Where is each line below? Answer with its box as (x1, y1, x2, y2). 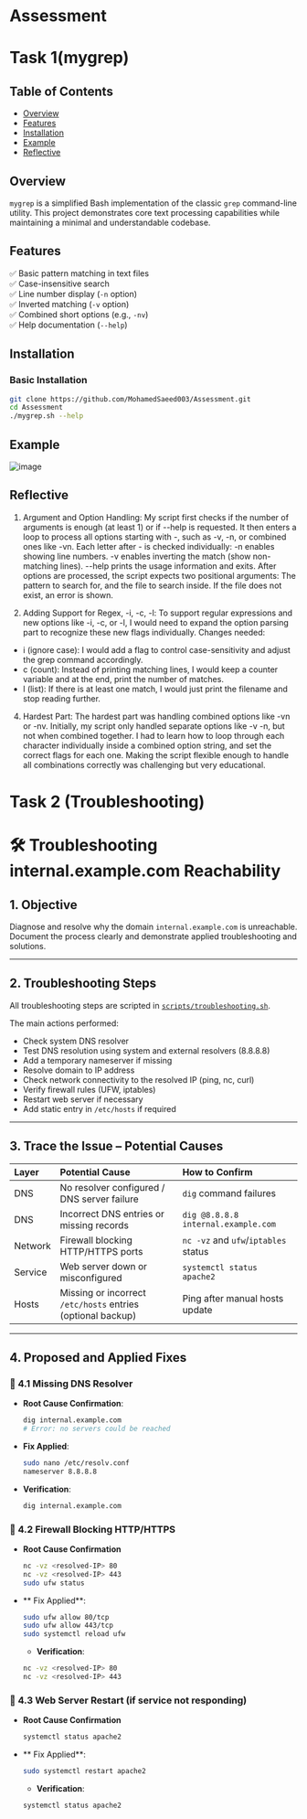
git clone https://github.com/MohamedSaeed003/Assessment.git (9, 394, 251, 403)
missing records (59, 1218, 130, 1231)
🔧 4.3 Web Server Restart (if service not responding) (9, 1694, 248, 1707)
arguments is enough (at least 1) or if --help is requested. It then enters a (22, 521, 297, 532)
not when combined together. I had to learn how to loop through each (22, 730, 285, 741)
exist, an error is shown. (22, 589, 114, 600)
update (182, 1303, 213, 1316)
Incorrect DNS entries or (59, 1207, 164, 1220)
